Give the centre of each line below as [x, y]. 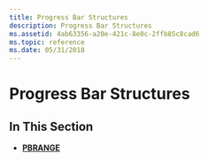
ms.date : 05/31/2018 [47, 50]
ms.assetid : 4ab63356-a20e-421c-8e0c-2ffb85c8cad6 [104, 34]
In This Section [51, 126]
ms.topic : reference [47, 42]
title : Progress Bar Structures [69, 17]
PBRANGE [41, 148]
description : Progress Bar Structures [81, 26]
